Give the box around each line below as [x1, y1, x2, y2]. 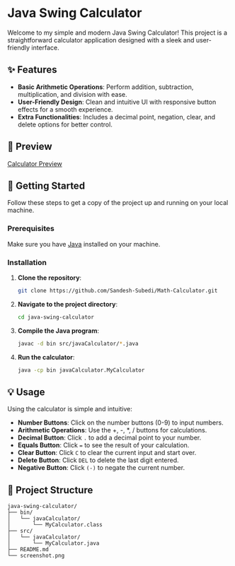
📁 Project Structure [7, 484, 93, 496]
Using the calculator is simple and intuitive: [7, 405, 133, 413]
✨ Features [7, 64, 57, 76]
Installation [7, 257, 47, 267]
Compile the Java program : [17, 326, 99, 335]
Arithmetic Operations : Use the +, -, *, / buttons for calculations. [17, 426, 207, 435]
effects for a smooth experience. [17, 105, 113, 114]
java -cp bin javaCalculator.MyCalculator [17, 366, 145, 374]
